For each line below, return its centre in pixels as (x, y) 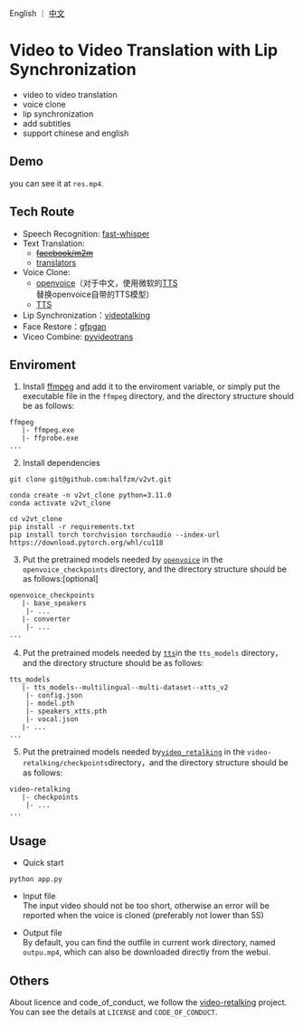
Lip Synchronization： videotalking (86, 315)
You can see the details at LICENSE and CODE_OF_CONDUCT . (114, 1012)
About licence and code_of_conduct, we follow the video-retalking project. (148, 1002)
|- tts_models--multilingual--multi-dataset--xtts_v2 (125, 688)
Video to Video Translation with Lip (144, 50)
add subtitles (47, 123)
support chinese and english (76, 133)
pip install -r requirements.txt (72, 527)
